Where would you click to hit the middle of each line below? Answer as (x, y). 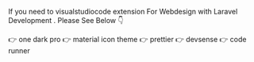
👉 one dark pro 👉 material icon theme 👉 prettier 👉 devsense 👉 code (127, 39)
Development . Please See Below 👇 (66, 20)
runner (19, 50)
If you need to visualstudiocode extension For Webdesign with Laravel (123, 12)
